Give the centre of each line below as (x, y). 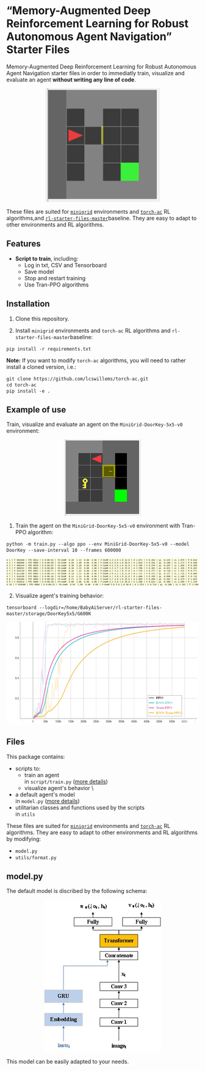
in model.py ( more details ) (48, 801)
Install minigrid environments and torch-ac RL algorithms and (93, 330)
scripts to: (28, 768)
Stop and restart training (55, 278)
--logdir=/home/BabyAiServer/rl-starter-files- (101, 607)
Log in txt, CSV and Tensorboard (65, 265)
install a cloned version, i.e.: (41, 367)
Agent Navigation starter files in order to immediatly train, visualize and (95, 73)
